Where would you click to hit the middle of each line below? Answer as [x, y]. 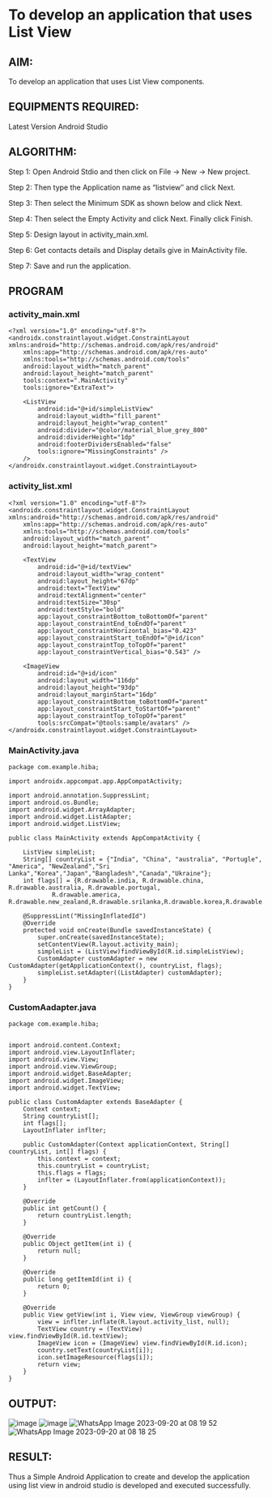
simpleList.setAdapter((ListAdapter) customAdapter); [130, 973]
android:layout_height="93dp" [88, 687]
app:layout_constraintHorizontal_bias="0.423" [117, 631]
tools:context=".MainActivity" [76, 381]
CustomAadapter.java [53, 1007]
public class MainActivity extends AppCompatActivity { [104, 838]
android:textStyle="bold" [81, 610]
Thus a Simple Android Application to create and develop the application [129, 1476]
